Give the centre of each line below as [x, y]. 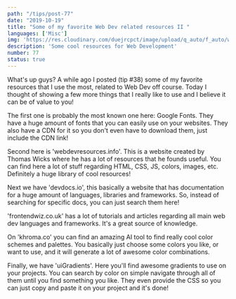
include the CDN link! [38, 138]
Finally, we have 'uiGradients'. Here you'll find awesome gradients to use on [117, 265]
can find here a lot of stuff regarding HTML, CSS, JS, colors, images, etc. [113, 166]
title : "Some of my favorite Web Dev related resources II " [99, 27]
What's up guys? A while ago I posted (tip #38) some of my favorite [105, 79]
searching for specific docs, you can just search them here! [93, 202]
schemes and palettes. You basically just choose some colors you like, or [113, 244]
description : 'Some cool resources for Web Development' [92, 46]
